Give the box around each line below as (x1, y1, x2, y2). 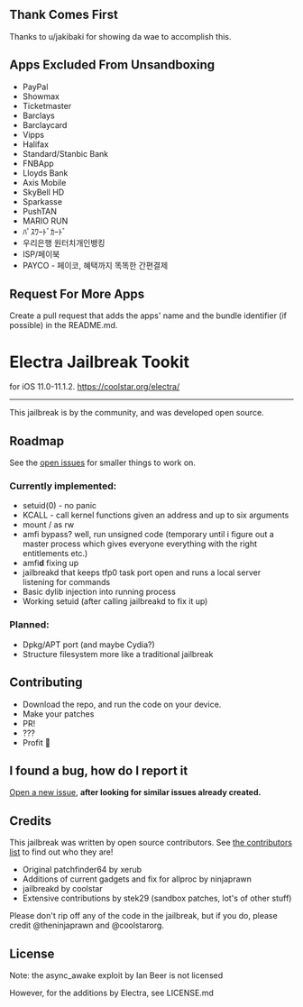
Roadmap (9, 433, 65, 449)
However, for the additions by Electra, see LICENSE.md (9, 987, 214, 999)
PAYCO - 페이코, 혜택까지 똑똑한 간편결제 (22, 260, 169, 270)
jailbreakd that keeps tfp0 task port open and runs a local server (22, 567, 262, 578)
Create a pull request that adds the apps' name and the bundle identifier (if (9, 310, 287, 321)
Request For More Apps (9, 287, 145, 302)
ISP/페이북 (22, 248, 60, 260)
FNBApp (22, 158, 54, 169)
